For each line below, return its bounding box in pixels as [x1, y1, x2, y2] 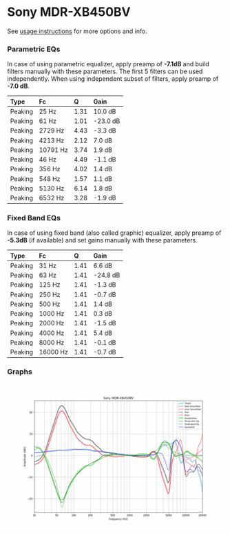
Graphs [7, 367, 32, 376]
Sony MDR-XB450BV [7, 4, 131, 20]
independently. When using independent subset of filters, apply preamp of [7, 75, 219, 83]
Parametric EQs [7, 44, 61, 54]
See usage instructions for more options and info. [7, 27, 148, 35]
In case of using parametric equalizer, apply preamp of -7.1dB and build [7, 60, 210, 68]
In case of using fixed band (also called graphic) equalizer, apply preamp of [7, 229, 222, 237]
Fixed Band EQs [7, 213, 61, 222]
